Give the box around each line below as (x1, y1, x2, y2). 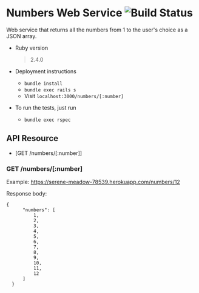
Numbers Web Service (6, 6, 123, 20)
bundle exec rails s (24, 87, 76, 93)
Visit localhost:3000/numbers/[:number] (24, 92, 124, 99)
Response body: (6, 190, 47, 197)
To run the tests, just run (15, 104, 76, 111)
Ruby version (15, 44, 49, 51)
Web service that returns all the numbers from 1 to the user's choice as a (6, 26, 188, 33)
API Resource (6, 133, 59, 143)
